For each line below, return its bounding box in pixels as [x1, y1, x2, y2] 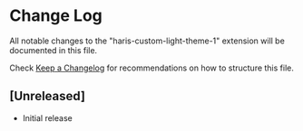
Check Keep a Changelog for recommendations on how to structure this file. [9, 62, 295, 73]
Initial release [22, 112, 73, 123]
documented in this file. [9, 44, 98, 55]
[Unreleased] [9, 89, 86, 104]
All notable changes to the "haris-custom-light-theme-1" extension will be [9, 35, 286, 46]
